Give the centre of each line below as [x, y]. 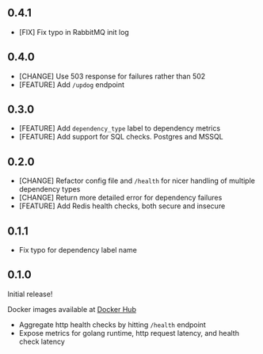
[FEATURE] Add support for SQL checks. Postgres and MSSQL [121, 137]
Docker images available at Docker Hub [72, 309]
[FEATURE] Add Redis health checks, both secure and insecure [122, 206]
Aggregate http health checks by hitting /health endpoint [112, 325]
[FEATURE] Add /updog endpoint [71, 84]
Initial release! [30, 294]
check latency [42, 341]
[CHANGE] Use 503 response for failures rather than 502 [112, 76]
